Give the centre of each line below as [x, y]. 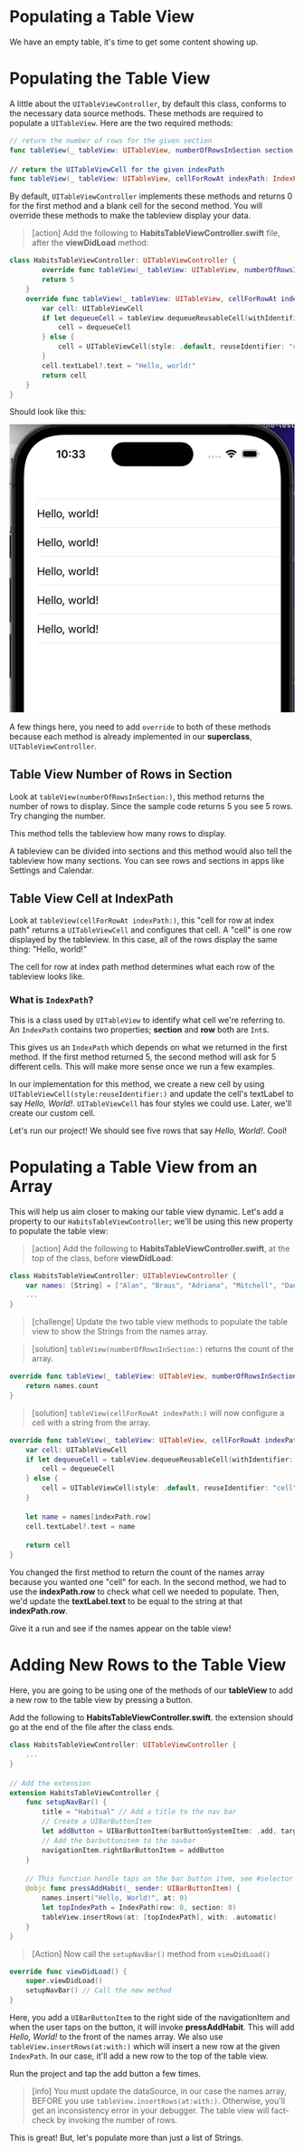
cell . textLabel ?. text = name [81, 1526]
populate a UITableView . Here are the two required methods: [121, 122]
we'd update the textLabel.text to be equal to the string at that [126, 1601]
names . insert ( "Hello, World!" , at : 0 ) [115, 1898]
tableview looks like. [47, 976]
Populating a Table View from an [133, 1167]
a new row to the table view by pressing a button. [101, 1700]
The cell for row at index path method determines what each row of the [142, 967]
